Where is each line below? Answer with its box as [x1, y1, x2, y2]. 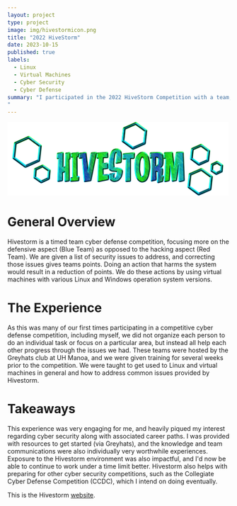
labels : [7, 57, 30, 64]
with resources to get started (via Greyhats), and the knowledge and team [7, 439, 223, 448]
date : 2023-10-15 [7, 41, 59, 49]
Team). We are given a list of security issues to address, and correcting [7, 252, 216, 261]
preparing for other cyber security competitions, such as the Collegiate [7, 469, 214, 478]
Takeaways [7, 400, 76, 417]
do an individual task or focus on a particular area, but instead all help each [7, 338, 226, 347]
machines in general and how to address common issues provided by [7, 369, 210, 377]
